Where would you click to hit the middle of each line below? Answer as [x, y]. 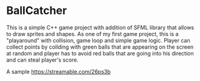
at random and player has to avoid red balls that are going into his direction [100, 53]
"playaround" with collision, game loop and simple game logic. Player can [98, 40]
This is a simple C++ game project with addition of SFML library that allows [100, 27]
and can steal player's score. [43, 60]
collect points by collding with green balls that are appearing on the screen [100, 47]
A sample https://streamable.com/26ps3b [59, 71]
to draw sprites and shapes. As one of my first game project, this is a [92, 33]
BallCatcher [36, 11]
